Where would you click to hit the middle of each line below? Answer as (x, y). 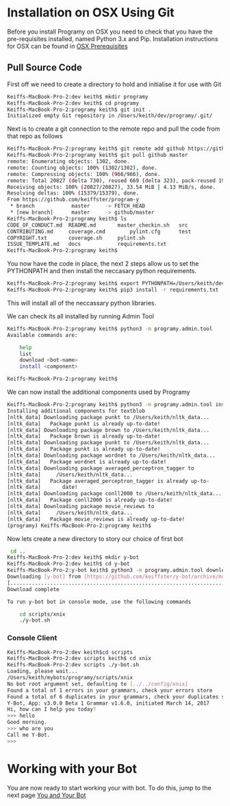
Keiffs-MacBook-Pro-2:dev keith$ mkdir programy (78, 97)
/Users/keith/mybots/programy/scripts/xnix (70, 678)
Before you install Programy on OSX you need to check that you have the (110, 32)
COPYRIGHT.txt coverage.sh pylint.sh (76, 238)
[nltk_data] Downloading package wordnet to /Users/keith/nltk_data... (111, 455)
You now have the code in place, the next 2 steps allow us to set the (103, 264)
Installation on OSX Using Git (91, 13)
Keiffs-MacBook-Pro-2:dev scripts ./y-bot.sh (73, 665)
